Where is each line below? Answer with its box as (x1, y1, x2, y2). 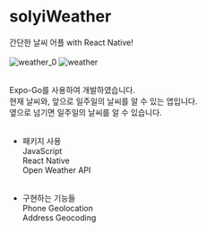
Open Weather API (21, 164, 91, 176)
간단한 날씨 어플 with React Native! (9, 37, 134, 47)
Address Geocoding (21, 212, 97, 223)
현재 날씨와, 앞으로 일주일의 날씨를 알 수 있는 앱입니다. (9, 96, 198, 107)
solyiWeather (9, 6, 112, 27)
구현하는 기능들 (21, 193, 76, 203)
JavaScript (21, 145, 63, 156)
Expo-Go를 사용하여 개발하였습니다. (9, 84, 136, 95)
